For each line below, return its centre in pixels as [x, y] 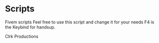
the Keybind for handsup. [30, 27]
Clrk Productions [22, 36]
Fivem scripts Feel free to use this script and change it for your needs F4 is [80, 22]
